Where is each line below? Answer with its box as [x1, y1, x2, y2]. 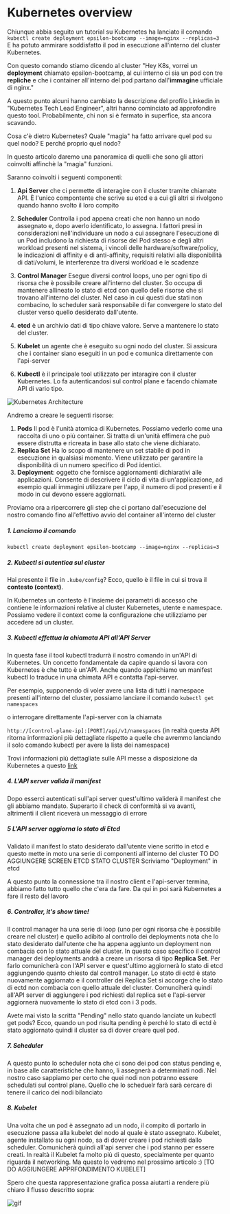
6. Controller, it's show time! [7, 908, 89, 916]
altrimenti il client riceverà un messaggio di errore [7, 809, 148, 817]
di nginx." [7, 83, 34, 91]
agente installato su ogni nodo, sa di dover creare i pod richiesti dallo [7, 1136, 203, 1144]
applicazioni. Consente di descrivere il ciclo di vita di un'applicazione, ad [16, 475, 223, 484]
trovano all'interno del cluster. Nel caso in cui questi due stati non [16, 293, 203, 302]
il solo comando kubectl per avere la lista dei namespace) [7, 741, 170, 749]
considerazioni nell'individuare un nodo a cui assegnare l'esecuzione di [16, 229, 220, 237]
